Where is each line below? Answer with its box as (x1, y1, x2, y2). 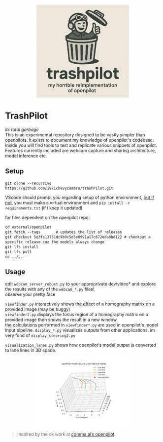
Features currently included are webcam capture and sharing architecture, (5, 147, 156, 153)
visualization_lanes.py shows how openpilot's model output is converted (5, 342, 157, 348)
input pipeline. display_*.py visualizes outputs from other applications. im (5, 327, 155, 333)
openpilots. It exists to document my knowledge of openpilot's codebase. (5, 137, 154, 143)
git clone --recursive (5, 181, 52, 186)
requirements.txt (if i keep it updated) (5, 205, 83, 211)
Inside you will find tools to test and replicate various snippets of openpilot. (5, 142, 158, 148)
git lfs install (5, 244, 38, 249)
